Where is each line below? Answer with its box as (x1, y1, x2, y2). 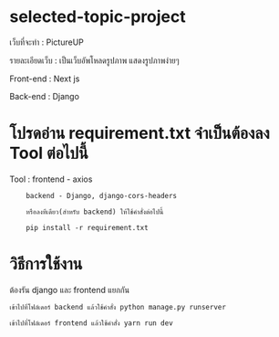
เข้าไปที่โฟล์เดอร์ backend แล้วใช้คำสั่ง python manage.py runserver (9, 302, 226, 311)
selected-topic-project (9, 6, 187, 27)
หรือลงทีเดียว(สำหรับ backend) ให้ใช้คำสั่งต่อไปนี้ (26, 207, 164, 216)
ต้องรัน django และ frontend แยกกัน (9, 284, 130, 295)
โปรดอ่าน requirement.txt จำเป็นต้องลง (9, 123, 271, 143)
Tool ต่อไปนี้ (9, 143, 88, 163)
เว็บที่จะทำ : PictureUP (9, 37, 85, 47)
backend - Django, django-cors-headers (26, 191, 178, 200)
